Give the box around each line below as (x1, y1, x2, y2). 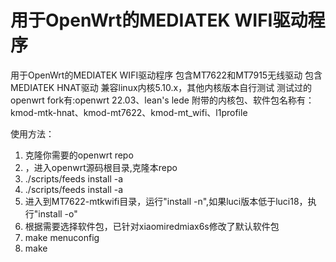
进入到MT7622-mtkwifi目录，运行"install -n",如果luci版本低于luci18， (24, 195, 308, 207)
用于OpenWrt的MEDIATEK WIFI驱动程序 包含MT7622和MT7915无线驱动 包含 (10, 69, 323, 81)
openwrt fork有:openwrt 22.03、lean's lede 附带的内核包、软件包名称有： (10, 94, 315, 106)
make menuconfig (24, 231, 100, 243)
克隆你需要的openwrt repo (24, 149, 134, 161)
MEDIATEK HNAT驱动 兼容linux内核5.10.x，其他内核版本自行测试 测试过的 (10, 81, 313, 93)
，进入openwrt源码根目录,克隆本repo (24, 161, 178, 173)
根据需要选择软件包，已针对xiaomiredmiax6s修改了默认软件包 (24, 220, 280, 232)
